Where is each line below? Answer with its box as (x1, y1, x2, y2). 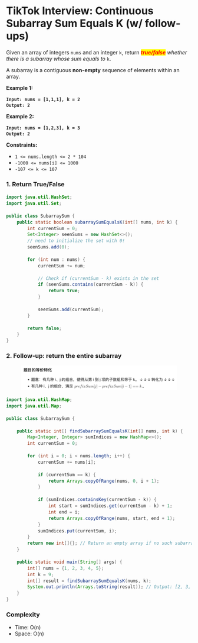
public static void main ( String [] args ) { (16, 559, 123, 565)
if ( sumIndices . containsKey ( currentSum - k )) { (37, 497, 157, 503)
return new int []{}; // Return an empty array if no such (27, 540, 173, 547)
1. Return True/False (6, 180, 65, 188)
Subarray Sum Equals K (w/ (6, 17, 143, 30)
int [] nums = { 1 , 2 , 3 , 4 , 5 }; (27, 565, 104, 571)
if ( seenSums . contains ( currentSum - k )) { (37, 282, 144, 287)
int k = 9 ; (27, 571, 54, 577)
